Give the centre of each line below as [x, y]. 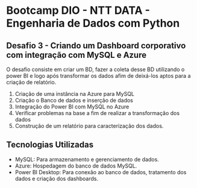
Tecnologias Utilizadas [50, 145]
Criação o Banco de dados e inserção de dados [74, 100]
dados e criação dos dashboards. [57, 178]
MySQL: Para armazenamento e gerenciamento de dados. [87, 159]
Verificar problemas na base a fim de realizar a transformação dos [97, 113]
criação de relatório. [31, 82]
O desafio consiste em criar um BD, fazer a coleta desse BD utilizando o [95, 69]
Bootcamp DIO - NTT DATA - [78, 11]
